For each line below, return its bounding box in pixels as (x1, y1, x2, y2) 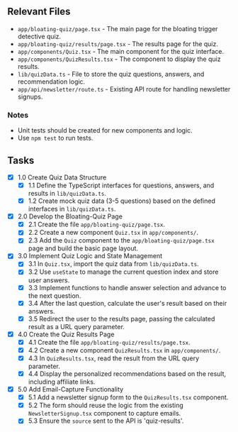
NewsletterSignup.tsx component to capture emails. (28, 409, 181, 418)
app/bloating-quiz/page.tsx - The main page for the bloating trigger (17, 24, 218, 33)
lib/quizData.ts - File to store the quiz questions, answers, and (17, 70, 205, 78)
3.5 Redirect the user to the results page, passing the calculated (28, 314, 215, 323)
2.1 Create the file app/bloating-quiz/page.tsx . (28, 220, 165, 229)
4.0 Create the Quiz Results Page (17, 330, 115, 338)
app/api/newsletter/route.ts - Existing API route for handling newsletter (17, 84, 231, 93)
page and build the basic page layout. (28, 244, 139, 253)
